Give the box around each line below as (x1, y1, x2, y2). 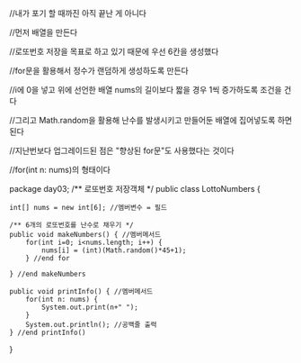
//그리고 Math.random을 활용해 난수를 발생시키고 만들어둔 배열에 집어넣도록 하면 (9, 115, 293, 125)
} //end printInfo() (9, 328, 87, 337)
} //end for (25, 254, 70, 263)
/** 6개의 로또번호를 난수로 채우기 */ (9, 221, 134, 230)
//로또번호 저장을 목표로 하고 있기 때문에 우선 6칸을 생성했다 (9, 46, 219, 57)
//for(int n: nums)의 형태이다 (9, 165, 111, 175)
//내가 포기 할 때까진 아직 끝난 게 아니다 (9, 8, 146, 18)
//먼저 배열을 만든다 (9, 27, 78, 38)
